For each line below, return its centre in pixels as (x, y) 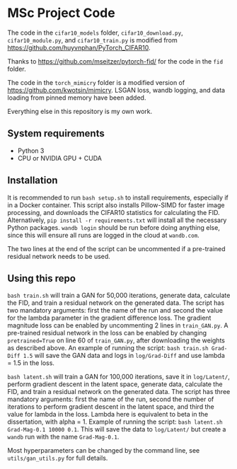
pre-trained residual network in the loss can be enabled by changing (107, 333)
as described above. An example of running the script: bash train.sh (108, 348)
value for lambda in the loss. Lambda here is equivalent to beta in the (108, 415)
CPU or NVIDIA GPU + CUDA (60, 158)
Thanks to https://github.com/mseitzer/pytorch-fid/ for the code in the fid (115, 61)
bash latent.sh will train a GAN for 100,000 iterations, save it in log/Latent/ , (118, 377)
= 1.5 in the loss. (31, 363)
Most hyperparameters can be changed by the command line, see (104, 451)
